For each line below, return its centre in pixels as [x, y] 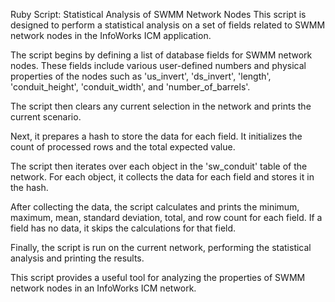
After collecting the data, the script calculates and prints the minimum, [155, 207]
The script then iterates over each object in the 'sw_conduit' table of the [159, 166]
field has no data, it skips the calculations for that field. [123, 228]
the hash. [29, 187]
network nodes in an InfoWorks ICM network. [103, 288]
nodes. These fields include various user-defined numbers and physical [158, 65]
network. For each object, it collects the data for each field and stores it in [162, 177]
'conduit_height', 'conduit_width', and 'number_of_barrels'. [130, 87]
